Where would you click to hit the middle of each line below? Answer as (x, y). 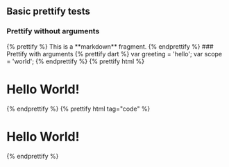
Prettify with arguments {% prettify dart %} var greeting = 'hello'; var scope (114, 54)
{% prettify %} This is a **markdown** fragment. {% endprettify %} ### (110, 46)
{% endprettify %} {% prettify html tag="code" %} (78, 109)
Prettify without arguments (53, 31)
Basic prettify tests (49, 11)
